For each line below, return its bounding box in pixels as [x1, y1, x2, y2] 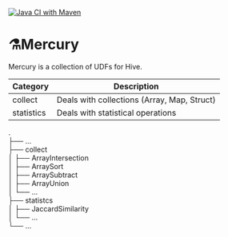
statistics [12, 107, 46, 118]
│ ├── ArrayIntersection [8, 152, 90, 163]
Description [113, 81, 159, 92]
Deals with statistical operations [56, 107, 177, 118]
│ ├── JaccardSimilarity [8, 203, 90, 213]
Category [12, 81, 50, 92]
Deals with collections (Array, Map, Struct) [56, 94, 216, 105]
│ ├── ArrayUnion [8, 178, 70, 188]
